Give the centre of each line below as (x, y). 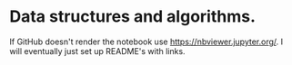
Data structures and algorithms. (133, 17)
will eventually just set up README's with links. (97, 51)
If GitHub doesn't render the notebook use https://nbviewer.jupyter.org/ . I (146, 42)
